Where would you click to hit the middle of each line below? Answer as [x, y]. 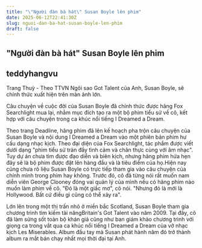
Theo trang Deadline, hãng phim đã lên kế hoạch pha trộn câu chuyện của [98, 131]
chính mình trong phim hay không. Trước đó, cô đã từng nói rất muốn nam [98, 176]
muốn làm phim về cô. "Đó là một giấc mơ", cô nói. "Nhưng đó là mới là [94, 188]
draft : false [23, 29]
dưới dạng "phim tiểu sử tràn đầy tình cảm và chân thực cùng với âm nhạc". [100, 150]
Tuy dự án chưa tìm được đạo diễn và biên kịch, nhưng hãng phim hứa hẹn [99, 156]
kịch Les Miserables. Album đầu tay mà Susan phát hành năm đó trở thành [99, 232]
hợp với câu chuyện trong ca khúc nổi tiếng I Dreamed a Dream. [86, 119]
